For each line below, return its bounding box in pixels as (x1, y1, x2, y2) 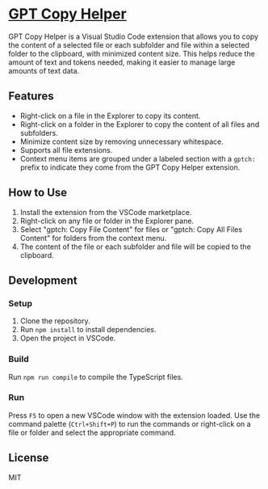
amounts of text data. (8, 65, 80, 75)
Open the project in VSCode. (19, 333, 116, 344)
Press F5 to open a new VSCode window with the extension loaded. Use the (8, 410, 261, 420)
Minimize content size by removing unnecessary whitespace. (19, 137, 224, 146)
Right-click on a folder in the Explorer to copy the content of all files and (19, 119, 260, 129)
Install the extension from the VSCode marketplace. (19, 207, 192, 217)
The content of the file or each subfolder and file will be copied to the (19, 242, 252, 251)
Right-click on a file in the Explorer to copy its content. (19, 111, 201, 120)
